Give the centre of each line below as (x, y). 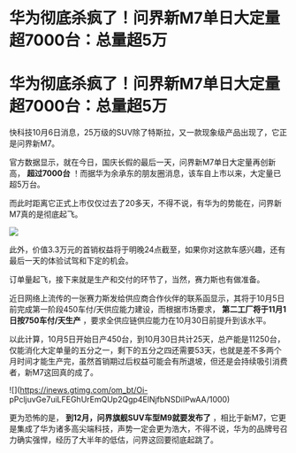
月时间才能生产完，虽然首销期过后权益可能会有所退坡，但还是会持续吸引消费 (148, 361)
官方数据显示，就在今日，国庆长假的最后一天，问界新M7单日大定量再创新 (143, 162)
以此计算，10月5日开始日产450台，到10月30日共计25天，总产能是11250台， (147, 339)
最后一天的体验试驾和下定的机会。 (71, 261)
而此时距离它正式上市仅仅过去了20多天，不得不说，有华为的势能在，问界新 (146, 203)
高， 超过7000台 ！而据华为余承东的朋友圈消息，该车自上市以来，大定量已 (145, 173)
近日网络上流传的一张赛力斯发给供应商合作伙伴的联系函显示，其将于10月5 (143, 298)
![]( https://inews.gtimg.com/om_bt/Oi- (79, 390)
